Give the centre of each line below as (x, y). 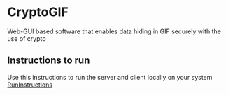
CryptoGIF (38, 12)
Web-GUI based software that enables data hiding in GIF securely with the (114, 31)
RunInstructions (30, 85)
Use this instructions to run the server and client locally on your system (110, 77)
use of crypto (27, 38)
